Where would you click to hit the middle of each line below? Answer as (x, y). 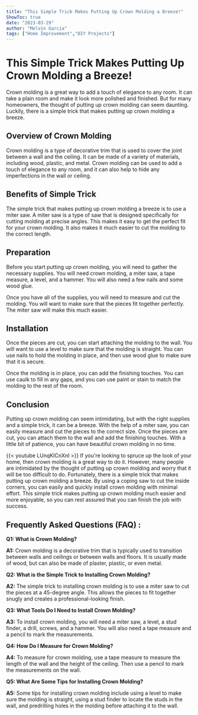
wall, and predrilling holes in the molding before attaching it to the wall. (92, 705)
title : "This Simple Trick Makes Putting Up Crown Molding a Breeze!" (95, 12)
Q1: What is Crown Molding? (42, 539)
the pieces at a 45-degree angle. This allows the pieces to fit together (91, 592)
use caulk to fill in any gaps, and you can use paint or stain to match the (94, 379)
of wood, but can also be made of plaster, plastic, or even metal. (84, 563)
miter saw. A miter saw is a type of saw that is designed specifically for (92, 215)
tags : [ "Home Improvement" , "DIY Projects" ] (61, 34)
